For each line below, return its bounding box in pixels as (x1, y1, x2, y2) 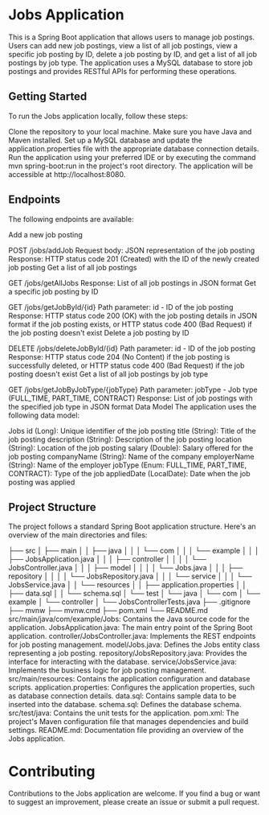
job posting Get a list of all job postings (8, 262, 137, 272)
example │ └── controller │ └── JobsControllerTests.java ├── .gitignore (8, 597, 251, 607)
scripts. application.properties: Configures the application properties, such (8, 682, 255, 693)
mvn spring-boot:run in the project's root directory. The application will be (8, 161, 254, 171)
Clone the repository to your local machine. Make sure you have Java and (8, 126, 252, 136)
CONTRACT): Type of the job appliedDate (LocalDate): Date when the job (8, 468, 251, 478)
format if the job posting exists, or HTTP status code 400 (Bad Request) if (8, 319, 253, 329)
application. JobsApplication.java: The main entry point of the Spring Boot (8, 623, 253, 632)
